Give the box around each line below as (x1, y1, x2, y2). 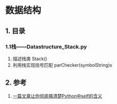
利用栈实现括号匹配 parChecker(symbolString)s (12, 62, 112, 68)
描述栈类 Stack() (12, 56, 47, 62)
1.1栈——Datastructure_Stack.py (5, 43, 87, 50)
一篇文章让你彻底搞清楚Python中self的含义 (12, 93, 103, 99)
